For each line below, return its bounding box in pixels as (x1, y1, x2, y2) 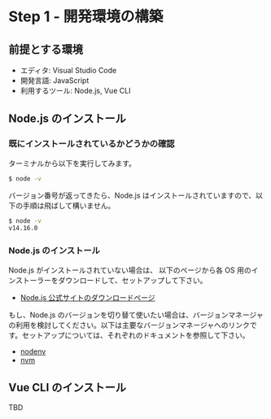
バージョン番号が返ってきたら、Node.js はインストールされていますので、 (8, 190, 256, 200)
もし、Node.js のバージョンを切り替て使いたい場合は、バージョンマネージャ (8, 310, 264, 320)
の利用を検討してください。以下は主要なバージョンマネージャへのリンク (8, 320, 250, 330)
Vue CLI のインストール (8, 381, 127, 395)
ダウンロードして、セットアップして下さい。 (58, 275, 208, 285)
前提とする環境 (8, 42, 84, 56)
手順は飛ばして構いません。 (22, 200, 116, 210)
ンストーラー (8, 275, 51, 285)
